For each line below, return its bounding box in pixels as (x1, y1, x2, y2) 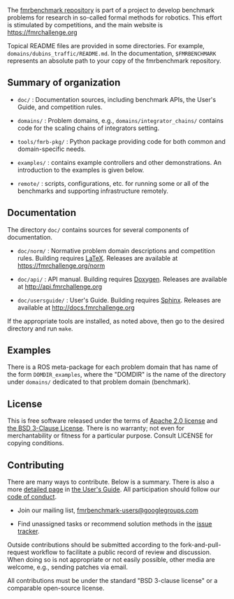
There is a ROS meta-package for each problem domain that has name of (7, 363, 219, 371)
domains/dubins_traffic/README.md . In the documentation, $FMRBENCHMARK (7, 49, 217, 57)
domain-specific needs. (17, 145, 86, 153)
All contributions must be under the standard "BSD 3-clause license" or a (7, 577, 218, 585)
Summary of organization (7, 77, 121, 89)
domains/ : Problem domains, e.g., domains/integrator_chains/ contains (17, 116, 224, 124)
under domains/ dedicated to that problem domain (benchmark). (7, 377, 191, 387)
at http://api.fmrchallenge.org (17, 282, 103, 291)
